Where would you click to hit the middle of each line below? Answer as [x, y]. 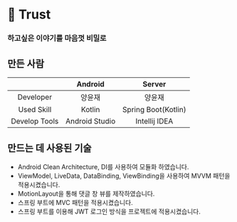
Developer [35, 97]
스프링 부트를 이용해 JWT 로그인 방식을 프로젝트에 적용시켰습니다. [109, 211]
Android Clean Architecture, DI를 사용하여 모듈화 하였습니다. [103, 166]
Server [154, 84]
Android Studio [90, 121]
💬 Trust [29, 15]
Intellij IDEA [154, 121]
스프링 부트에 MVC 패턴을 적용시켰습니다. [75, 202]
